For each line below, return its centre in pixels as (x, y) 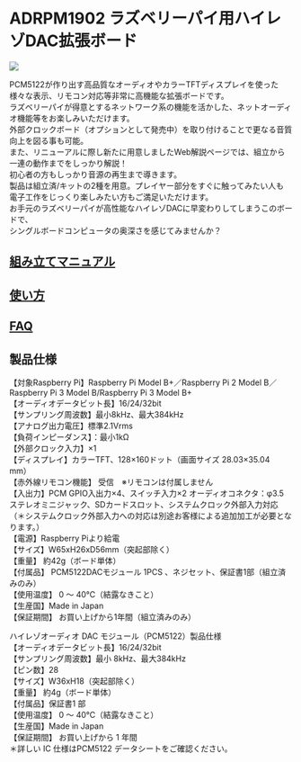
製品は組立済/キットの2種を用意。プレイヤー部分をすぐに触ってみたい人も (147, 185)
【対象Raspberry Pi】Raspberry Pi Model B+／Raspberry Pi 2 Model (136, 382)
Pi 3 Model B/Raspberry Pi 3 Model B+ (121, 392)
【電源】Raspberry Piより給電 (65, 538)
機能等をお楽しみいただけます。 (75, 118)
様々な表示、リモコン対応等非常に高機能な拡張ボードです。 (119, 95)
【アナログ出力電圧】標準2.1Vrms (71, 426)
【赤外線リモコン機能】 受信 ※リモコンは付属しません (111, 481)
